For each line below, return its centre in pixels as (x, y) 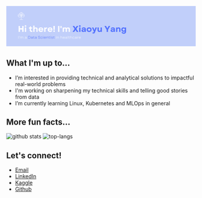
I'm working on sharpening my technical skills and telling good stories (101, 90)
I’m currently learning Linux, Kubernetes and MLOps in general (92, 103)
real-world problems (40, 84)
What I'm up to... (38, 63)
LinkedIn (26, 176)
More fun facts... (38, 122)
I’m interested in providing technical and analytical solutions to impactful (104, 78)
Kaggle (24, 183)
